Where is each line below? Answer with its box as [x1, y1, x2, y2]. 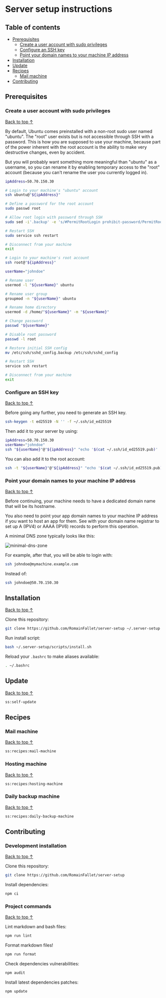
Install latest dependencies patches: [5, 979, 79, 985]
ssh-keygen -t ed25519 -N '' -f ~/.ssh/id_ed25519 [5, 419, 112, 424]
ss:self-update [5, 699, 37, 704]
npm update [5, 989, 28, 994]
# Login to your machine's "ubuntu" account [5, 188, 98, 193]
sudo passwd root [5, 206, 41, 211]
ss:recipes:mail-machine [5, 749, 56, 754]
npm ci [5, 891, 19, 896]
